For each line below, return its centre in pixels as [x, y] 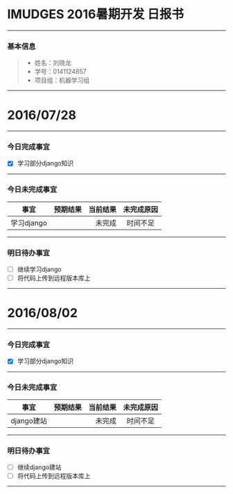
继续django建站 [39, 468]
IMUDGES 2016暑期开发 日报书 [96, 14]
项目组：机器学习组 [62, 80]
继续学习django [39, 269]
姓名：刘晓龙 [53, 63]
